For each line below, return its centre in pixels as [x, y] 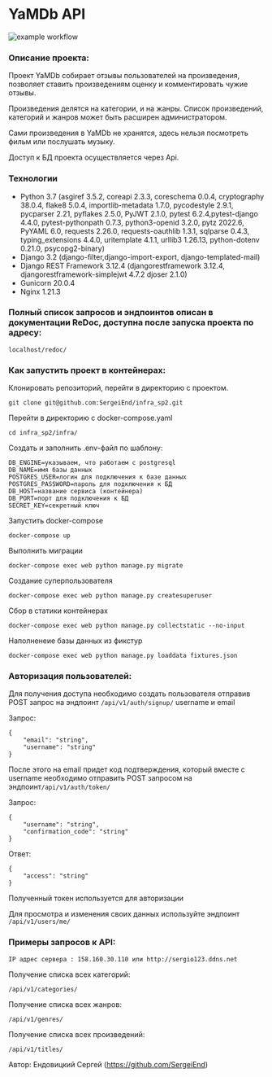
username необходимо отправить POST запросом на [100, 778]
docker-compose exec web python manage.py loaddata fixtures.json [123, 656]
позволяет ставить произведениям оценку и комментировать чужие [128, 84]
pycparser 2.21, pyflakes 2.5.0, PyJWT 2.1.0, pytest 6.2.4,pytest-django [139, 213]
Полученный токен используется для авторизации [96, 898]
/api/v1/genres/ [36, 1019]
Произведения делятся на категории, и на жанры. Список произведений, [136, 109]
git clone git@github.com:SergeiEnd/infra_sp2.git [96, 403]
